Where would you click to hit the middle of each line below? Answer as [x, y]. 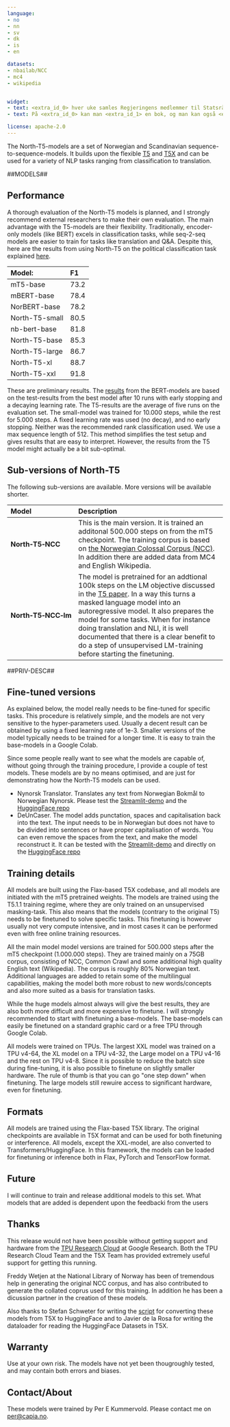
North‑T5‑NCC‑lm [41, 615]
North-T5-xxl [33, 373]
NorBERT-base [35, 307]
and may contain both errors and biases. [64, 1371]
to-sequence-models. [38, 153]
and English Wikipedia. [115, 565]
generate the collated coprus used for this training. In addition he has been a [115, 1291]
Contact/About [40, 1392]
